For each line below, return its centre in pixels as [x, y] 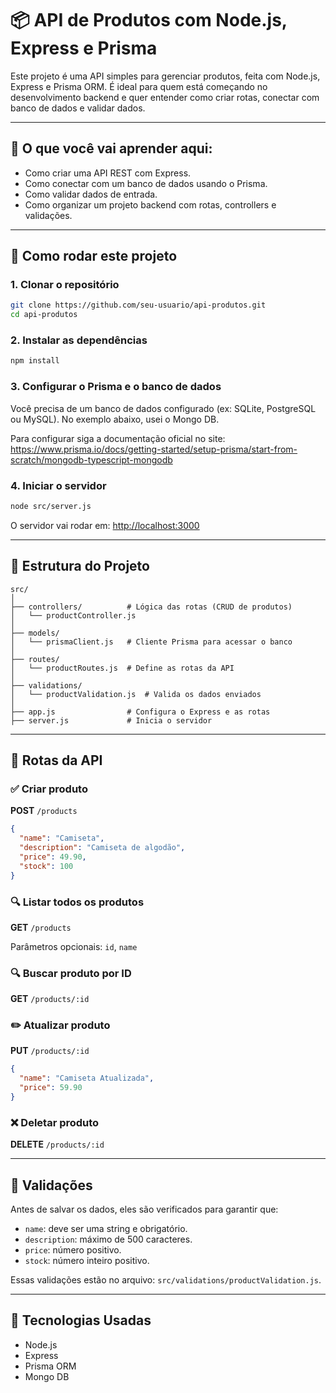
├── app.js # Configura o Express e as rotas [140, 712]
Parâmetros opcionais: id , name [74, 946]
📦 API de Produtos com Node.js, [149, 20]
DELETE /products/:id [57, 1144]
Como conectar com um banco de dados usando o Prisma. [146, 183]
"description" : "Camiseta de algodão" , [102, 848]
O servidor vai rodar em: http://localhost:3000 [105, 525]
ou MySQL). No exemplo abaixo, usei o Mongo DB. [115, 419]
